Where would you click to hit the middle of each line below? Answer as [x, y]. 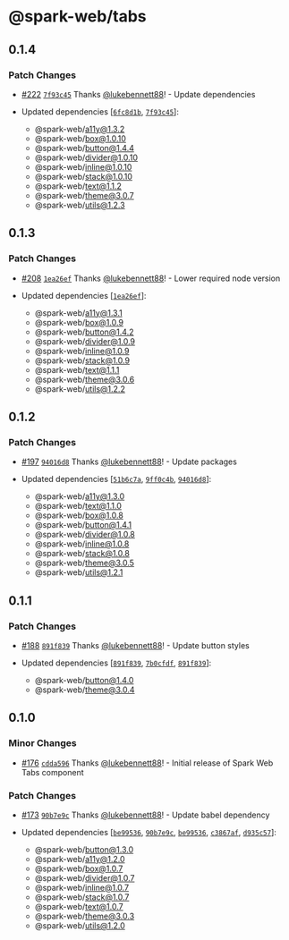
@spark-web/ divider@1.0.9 [85, 341]
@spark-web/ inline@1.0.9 [82, 351]
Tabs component [52, 772]
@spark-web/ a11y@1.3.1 [78, 313]
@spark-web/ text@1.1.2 [78, 186]
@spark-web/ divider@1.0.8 [85, 535]
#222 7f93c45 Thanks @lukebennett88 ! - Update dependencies [138, 94]
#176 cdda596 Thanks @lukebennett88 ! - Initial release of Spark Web [147, 763]
